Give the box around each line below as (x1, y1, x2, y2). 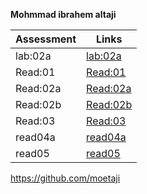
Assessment (15, 32, 77, 46)
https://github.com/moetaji (10, 172, 121, 184)
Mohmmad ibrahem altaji (10, 9, 117, 20)
